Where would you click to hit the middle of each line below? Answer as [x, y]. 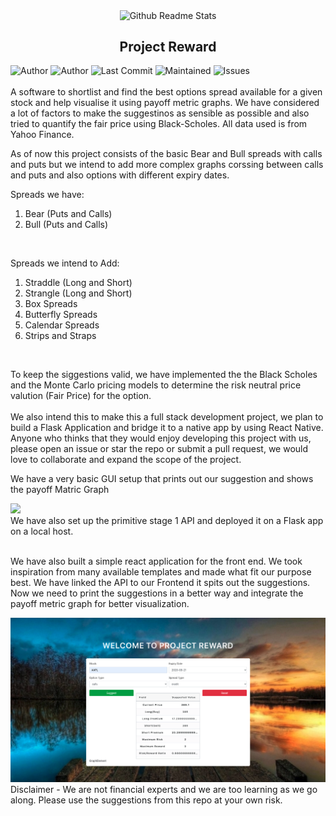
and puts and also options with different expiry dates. [120, 175]
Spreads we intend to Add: [65, 263]
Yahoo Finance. [42, 135]
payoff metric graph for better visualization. [100, 604]
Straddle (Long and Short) [78, 283]
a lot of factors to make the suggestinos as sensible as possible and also [160, 113]
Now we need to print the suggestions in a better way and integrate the [157, 593]
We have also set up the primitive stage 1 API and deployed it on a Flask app [167, 521]
